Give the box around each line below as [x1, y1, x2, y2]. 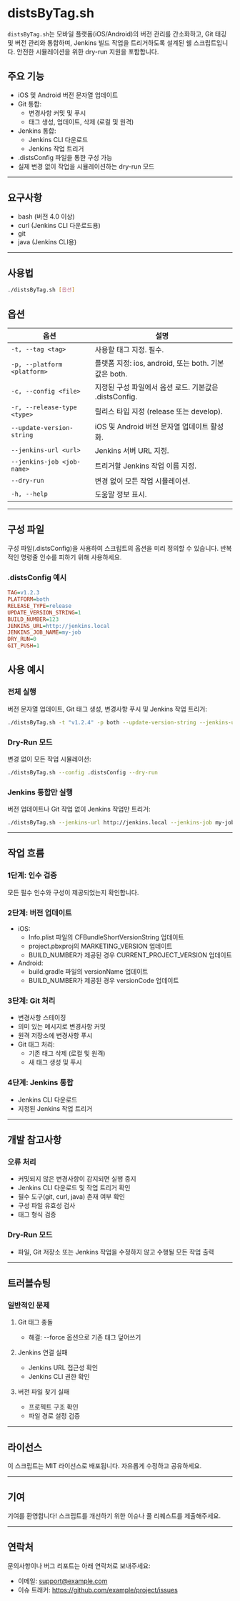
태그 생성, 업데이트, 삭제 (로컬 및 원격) [28, 117, 134, 126]
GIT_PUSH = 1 [7, 642, 40, 649]
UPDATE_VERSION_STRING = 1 [7, 609, 81, 616]
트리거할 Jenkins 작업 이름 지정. [94, 461, 197, 471]
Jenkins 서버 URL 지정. [94, 446, 169, 456]
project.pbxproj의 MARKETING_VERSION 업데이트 [28, 942, 173, 950]
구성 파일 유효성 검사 [17, 1202, 76, 1210]
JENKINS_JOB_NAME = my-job [7, 629, 81, 637]
